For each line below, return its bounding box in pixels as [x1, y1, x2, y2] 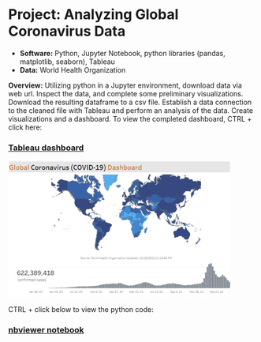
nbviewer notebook [8, 325, 84, 336]
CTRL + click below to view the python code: [8, 305, 154, 314]
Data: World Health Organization [19, 65, 126, 74]
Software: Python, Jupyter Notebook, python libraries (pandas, [19, 48, 226, 58]
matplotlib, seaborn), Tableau [19, 57, 116, 66]
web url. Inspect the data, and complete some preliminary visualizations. [8, 88, 244, 98]
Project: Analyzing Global [8, 6, 179, 24]
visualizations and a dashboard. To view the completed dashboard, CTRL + [8, 114, 252, 123]
